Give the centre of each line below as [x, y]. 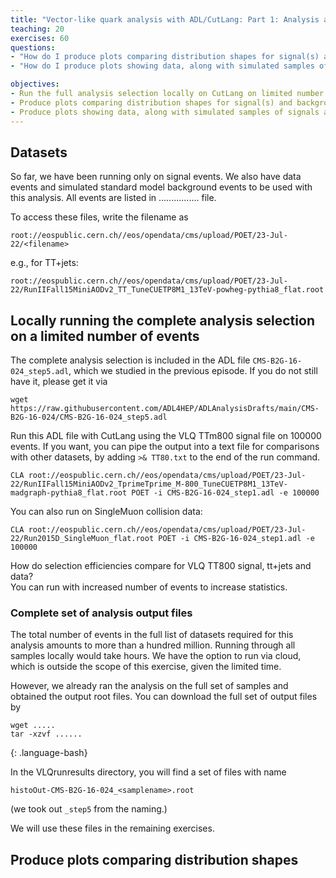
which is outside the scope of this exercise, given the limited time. [146, 667]
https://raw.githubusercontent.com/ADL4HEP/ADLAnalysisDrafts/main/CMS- [165, 409]
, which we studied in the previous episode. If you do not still [193, 371]
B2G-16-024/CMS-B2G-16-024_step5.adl [89, 417]
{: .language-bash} [49, 753]
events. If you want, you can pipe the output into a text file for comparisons [165, 447]
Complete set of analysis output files [101, 613]
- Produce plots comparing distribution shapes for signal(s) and [151, 102]
